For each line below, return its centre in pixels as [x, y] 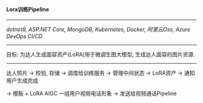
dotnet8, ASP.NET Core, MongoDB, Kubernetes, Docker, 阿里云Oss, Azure [98, 30]
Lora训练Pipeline [28, 9]
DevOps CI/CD [24, 36]
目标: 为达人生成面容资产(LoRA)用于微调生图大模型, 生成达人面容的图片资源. [101, 55]
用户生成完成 [22, 81]
